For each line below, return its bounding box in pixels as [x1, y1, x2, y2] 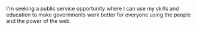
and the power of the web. [6, 18, 72, 24]
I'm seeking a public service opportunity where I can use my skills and [6, 5, 179, 12]
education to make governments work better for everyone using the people [6, 11, 191, 18]
